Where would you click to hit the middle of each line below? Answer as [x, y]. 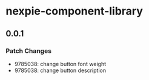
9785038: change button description [60, 70]
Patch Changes [29, 51]
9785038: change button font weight [60, 64]
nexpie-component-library [74, 11]
